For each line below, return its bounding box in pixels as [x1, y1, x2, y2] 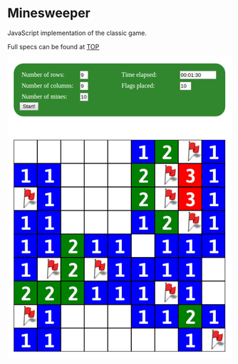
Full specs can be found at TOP [7, 42, 100, 51]
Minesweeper [7, 5, 90, 21]
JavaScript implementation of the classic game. [7, 29, 148, 37]
